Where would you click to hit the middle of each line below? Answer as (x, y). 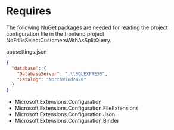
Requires (29, 11)
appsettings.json (27, 51)
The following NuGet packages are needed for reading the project (87, 27)
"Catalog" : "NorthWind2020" (52, 79)
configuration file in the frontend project (55, 33)
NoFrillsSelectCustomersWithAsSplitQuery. (59, 40)
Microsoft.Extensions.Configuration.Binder (67, 121)
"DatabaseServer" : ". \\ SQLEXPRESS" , (63, 74)
